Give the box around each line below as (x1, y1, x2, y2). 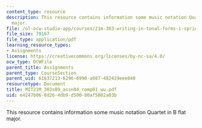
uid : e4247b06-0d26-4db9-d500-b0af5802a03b (6, 92, 117, 98)
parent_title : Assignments (6, 64, 74, 71)
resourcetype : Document (6, 81, 66, 87)
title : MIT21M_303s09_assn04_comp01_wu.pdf (6, 87, 117, 93)
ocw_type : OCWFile (6, 59, 52, 65)
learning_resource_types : (6, 42, 71, 48)
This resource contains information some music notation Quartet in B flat (6, 108, 186, 115)
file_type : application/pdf (6, 36, 77, 42)
